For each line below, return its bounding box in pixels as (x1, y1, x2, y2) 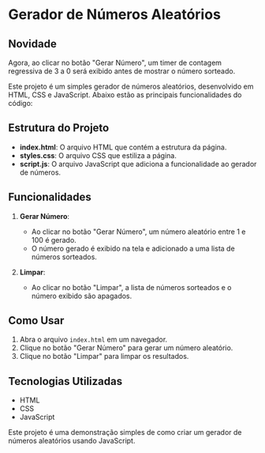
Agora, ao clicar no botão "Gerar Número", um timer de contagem (8, 58, 222, 67)
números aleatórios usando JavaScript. (8, 436, 136, 446)
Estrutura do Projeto (8, 121, 110, 135)
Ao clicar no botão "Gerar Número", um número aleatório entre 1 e (31, 227, 246, 236)
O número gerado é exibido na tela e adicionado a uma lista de (31, 243, 235, 253)
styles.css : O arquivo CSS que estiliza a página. (19, 150, 177, 160)
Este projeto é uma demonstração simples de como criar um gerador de (8, 428, 242, 437)
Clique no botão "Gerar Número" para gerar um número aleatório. (19, 343, 233, 353)
